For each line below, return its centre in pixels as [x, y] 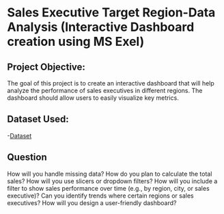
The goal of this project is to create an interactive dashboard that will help [111, 83]
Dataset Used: [38, 119]
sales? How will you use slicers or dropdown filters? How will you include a [112, 181]
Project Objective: [46, 67]
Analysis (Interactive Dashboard [101, 27]
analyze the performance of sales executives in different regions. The [105, 91]
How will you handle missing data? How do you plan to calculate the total [110, 174]
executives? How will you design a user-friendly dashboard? [92, 202]
